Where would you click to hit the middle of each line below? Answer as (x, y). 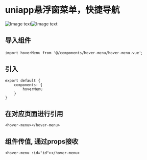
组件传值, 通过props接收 (42, 141)
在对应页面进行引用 (34, 113)
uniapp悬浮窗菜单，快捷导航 (62, 10)
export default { (23, 80)
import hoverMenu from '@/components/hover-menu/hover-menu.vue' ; (74, 52)
